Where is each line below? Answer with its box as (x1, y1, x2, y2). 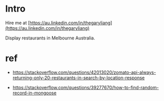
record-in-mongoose (12, 89, 57, 96)
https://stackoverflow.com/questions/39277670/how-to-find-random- (12, 84, 159, 90)
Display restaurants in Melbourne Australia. (5, 35, 95, 41)
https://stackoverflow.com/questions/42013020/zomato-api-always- (12, 69, 156, 75)
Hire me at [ (5, 20, 30, 26)
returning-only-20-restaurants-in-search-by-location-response (12, 74, 145, 81)
